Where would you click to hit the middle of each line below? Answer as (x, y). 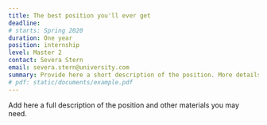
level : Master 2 (35, 53)
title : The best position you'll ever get (79, 16)
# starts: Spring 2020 (46, 30)
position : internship (44, 45)
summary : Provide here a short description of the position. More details (135, 75)
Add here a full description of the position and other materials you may (124, 105)
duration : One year (41, 38)
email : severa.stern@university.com (69, 68)
